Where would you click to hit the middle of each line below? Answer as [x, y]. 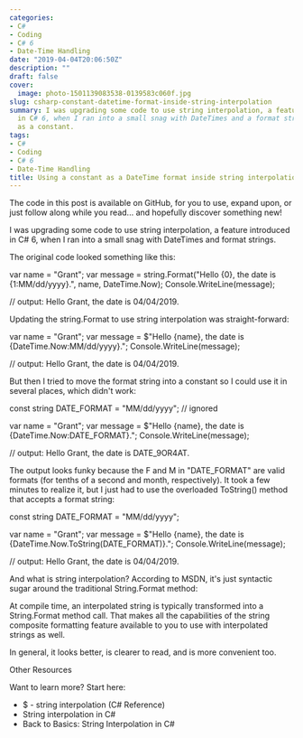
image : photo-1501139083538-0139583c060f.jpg [105, 93]
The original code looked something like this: [92, 257]
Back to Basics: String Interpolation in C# [99, 724]
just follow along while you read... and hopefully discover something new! [146, 212]
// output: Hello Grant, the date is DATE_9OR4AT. [100, 453]
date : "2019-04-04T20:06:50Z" [66, 60]
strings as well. [37, 635]
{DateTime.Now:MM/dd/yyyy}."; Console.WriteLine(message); [125, 346]
